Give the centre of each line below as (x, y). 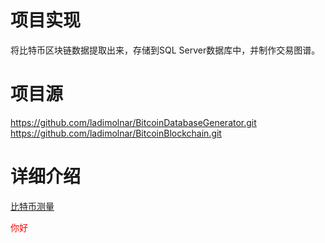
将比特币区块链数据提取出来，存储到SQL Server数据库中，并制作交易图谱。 (165, 50)
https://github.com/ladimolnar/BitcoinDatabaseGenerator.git (133, 122)
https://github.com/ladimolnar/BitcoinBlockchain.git (116, 133)
